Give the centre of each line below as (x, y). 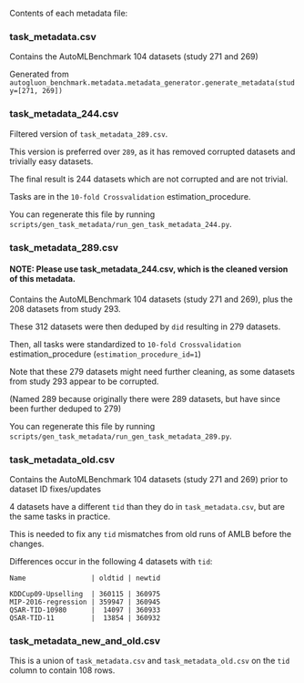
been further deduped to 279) (65, 409)
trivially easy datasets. (51, 161)
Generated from (40, 74)
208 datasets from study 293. (65, 308)
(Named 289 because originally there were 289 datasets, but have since (145, 398)
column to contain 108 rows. (62, 670)
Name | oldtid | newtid (85, 578)
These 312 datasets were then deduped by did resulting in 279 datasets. (145, 326)
